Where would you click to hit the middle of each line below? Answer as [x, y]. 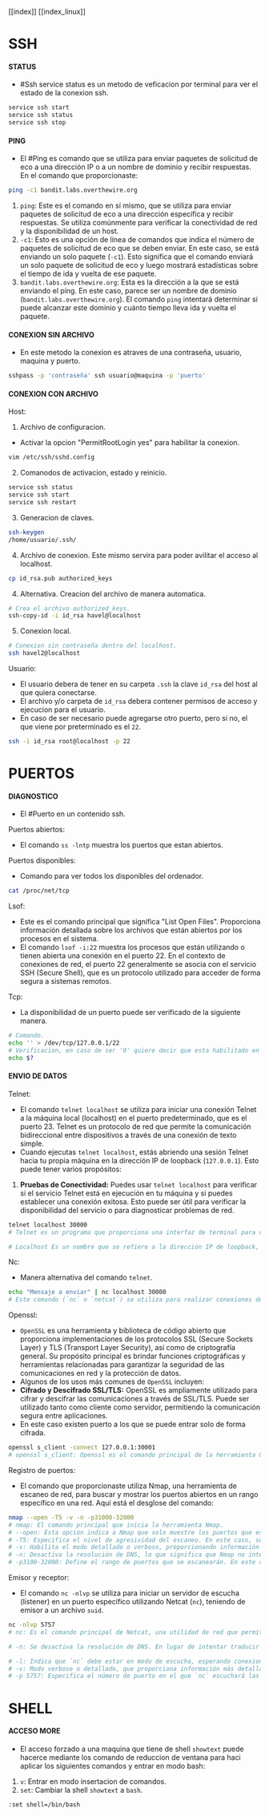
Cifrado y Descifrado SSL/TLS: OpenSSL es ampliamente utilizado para [139, 1390]
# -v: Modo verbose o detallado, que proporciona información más [121, 1668]
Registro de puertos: [42, 1470]
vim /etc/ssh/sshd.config [51, 457]
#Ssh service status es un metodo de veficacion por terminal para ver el [139, 84]
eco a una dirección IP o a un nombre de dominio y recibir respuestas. [136, 167]
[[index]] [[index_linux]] [47, 12]
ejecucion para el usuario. [62, 710]
